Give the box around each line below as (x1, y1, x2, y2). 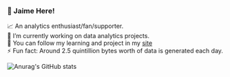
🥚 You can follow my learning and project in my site (7, 39, 153, 47)
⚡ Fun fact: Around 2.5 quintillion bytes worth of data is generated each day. (7, 47, 224, 55)
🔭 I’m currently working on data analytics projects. (7, 32, 150, 40)
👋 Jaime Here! (7, 6, 55, 16)
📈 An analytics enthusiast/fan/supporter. (7, 22, 124, 30)
